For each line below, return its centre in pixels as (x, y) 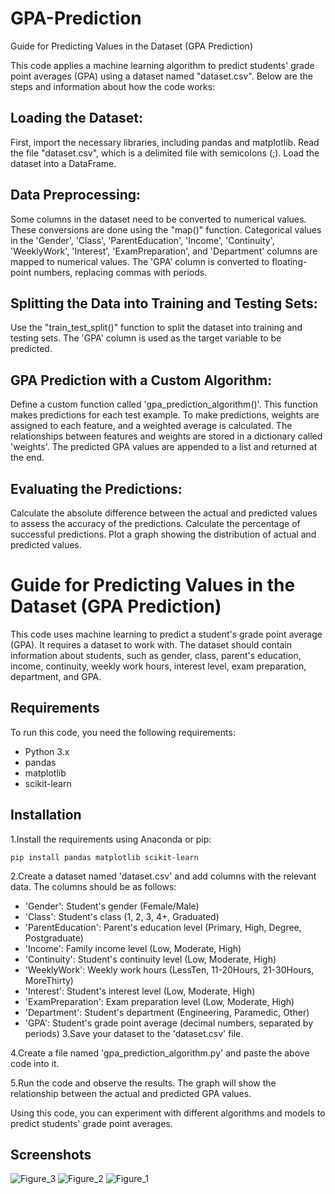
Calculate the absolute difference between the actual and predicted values (164, 513)
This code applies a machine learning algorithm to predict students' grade (162, 65)
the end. (27, 458)
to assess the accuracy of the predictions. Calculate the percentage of (155, 523)
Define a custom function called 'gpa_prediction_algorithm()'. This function (164, 404)
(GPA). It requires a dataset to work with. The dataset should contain (151, 644)
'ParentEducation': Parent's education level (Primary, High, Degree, (163, 927)
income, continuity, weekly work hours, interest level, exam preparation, (158, 666)
